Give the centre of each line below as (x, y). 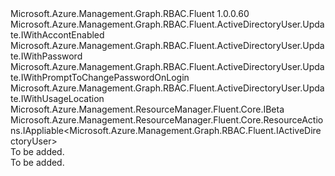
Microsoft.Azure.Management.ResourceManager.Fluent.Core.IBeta (147, 109)
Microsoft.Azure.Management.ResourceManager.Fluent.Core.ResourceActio (167, 120)
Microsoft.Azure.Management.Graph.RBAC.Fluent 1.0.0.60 (130, 13)
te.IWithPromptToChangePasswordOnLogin (100, 77)
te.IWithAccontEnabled (57, 35)
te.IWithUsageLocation (57, 98)
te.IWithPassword (46, 56)
